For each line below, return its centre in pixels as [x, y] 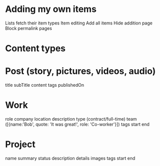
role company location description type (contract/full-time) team [71, 119]
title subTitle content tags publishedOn [45, 85]
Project [20, 144]
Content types [36, 49]
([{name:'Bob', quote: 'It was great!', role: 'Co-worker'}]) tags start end [78, 124]
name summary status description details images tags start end [70, 158]
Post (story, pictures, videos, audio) [80, 71]
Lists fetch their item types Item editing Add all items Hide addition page [79, 23]
